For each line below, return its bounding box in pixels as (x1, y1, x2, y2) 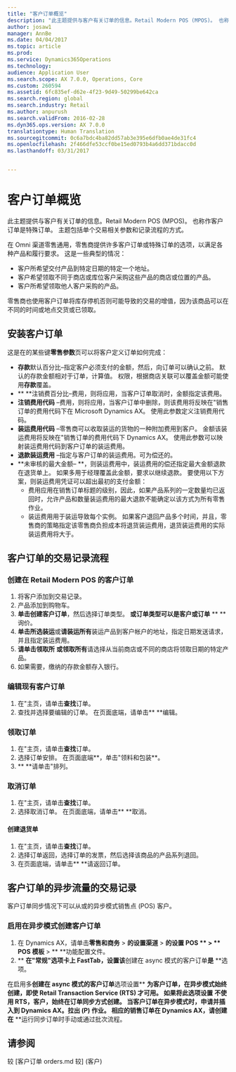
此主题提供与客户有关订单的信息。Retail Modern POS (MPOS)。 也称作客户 (7, 216, 223, 225)
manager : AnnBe (7, 30, 52, 37)
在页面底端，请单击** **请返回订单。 (17, 859, 124, 868)
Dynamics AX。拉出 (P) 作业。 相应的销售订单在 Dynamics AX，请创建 (20, 1006, 228, 1014)
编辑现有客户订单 (7, 682, 65, 692)
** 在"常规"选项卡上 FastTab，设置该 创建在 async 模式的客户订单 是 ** (17, 956, 222, 965)
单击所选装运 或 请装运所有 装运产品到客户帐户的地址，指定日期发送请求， (17, 627, 227, 636)
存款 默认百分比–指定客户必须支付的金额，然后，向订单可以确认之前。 (17, 362, 218, 371)
